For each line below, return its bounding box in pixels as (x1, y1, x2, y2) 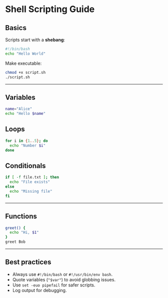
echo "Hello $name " (5, 111, 46, 116)
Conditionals (5, 162, 46, 170)
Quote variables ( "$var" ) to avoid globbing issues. (12, 276, 116, 282)
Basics (5, 24, 26, 32)
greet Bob (5, 239, 26, 244)
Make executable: (5, 60, 42, 66)
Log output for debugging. (12, 287, 67, 293)
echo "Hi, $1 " (9, 230, 39, 235)
